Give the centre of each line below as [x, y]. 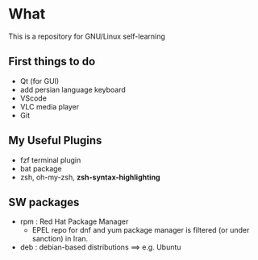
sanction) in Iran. [60, 239]
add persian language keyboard [73, 89]
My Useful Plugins [55, 140]
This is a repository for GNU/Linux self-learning [87, 36]
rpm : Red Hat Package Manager [74, 221]
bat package [41, 168]
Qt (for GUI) [40, 80]
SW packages [44, 202]
